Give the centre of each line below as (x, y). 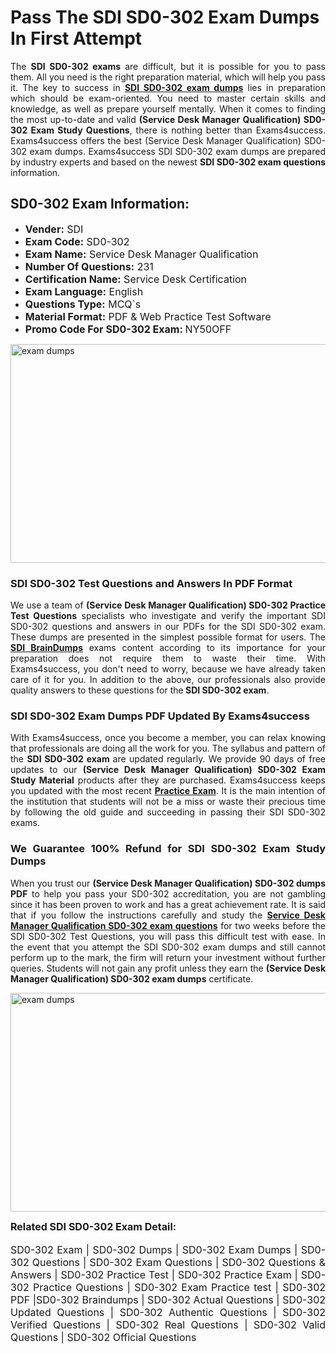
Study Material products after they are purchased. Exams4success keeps (168, 780)
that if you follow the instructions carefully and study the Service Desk (168, 915)
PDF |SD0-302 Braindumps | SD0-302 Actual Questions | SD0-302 (168, 1299)
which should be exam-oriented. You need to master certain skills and (168, 98)
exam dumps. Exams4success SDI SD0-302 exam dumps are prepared (177, 151)
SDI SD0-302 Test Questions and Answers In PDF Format (151, 583)
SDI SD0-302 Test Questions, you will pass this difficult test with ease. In (168, 936)
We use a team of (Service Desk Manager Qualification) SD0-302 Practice (168, 605)
